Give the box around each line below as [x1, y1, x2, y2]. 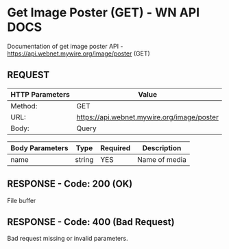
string [75, 154, 94, 164]
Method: [10, 101, 38, 110]
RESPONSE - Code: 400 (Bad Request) [7, 216, 175, 228]
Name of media [136, 154, 186, 164]
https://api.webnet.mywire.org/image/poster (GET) [7, 49, 151, 58]
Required [100, 143, 131, 152]
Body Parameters [10, 143, 69, 152]
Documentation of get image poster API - [7, 42, 123, 50]
